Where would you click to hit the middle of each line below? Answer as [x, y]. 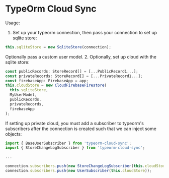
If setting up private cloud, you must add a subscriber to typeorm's [75, 123]
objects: [14, 134]
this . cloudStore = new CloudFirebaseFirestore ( [56, 85]
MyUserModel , [23, 95]
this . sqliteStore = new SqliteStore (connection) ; [58, 47]
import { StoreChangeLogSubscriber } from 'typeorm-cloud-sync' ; [75, 148]
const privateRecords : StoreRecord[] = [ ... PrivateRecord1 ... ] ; [74, 76]
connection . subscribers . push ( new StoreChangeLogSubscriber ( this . [75, 166]
